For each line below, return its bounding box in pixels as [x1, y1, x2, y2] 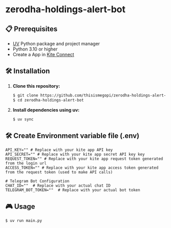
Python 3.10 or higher [12, 46, 58, 52]
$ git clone [12, 93, 38, 98]
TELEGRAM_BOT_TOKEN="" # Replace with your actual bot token [5, 188, 140, 193]
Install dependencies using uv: [12, 107, 80, 113]
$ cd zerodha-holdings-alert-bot [12, 97, 84, 103]
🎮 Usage [5, 202, 35, 211]
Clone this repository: [12, 83, 60, 89]
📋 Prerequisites [5, 24, 58, 33]
